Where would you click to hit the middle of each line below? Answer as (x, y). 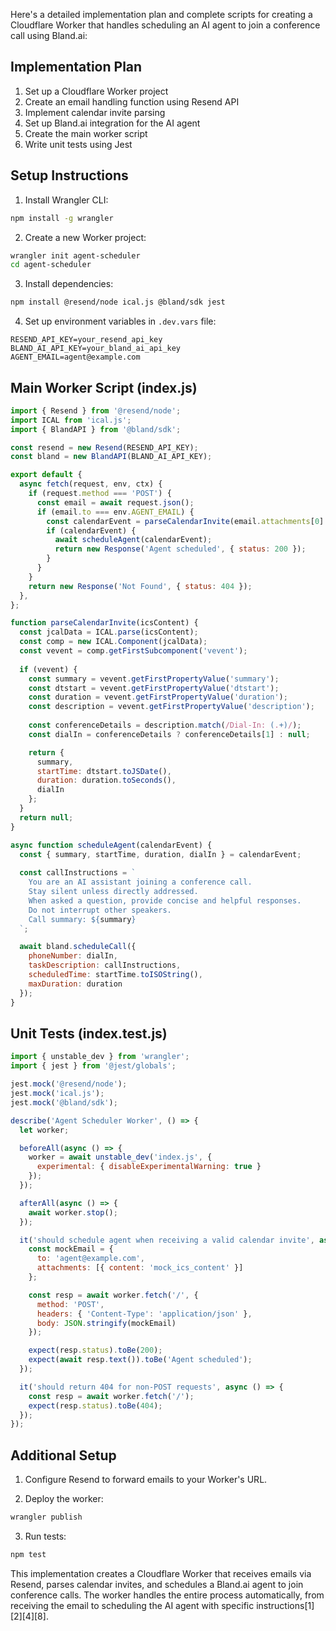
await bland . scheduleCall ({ (78, 947)
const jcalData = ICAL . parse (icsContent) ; (109, 632)
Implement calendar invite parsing (95, 112)
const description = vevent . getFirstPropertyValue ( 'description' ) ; (171, 707)
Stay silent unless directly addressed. (113, 892)
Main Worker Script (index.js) (104, 387)
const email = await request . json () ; (115, 502)
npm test (28, 1554)
